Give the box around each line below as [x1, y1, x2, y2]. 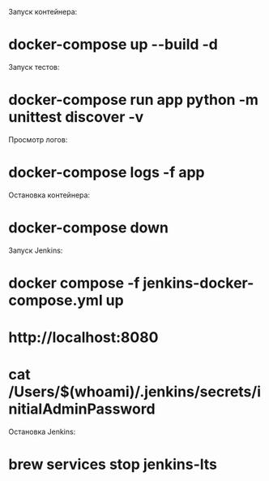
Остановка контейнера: [8, 190, 91, 200]
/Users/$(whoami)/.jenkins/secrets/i [8, 383, 262, 401]
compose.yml [8, 291, 103, 310]
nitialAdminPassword [8, 400, 156, 418]
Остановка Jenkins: [8, 427, 76, 437]
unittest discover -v [8, 108, 144, 127]
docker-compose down [8, 219, 169, 236]
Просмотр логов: [8, 134, 68, 145]
